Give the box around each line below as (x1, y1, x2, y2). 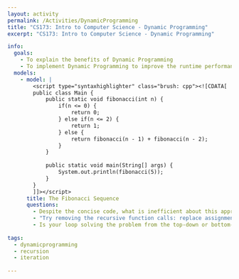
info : (7, 43, 23, 50)
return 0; (70, 109, 100, 116)
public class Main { (33, 89, 94, 97)
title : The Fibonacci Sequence (26, 195, 119, 202)
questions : (26, 202, 59, 209)
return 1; (70, 122, 100, 129)
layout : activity (7, 10, 59, 18)
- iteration (14, 254, 50, 261)
